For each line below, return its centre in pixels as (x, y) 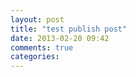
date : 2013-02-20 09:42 (60, 38)
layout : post (37, 19)
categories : (35, 57)
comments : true (42, 47)
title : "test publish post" (69, 29)
